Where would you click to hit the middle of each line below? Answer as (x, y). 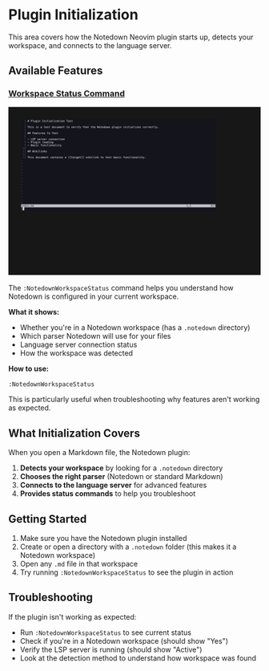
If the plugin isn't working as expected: (72, 616)
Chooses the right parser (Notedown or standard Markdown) (121, 477)
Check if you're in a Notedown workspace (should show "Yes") (124, 640)
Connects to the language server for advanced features (113, 485)
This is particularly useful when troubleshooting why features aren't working (134, 400)
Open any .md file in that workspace (79, 563)
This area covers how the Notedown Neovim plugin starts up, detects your (131, 37)
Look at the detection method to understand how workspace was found (138, 658)
